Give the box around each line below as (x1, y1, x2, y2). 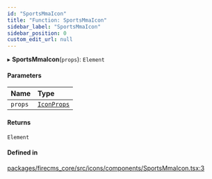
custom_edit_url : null (7, 36, 73, 43)
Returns (7, 118, 31, 126)
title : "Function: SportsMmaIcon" (7, 17, 108, 24)
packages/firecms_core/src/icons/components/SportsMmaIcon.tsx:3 (7, 164, 205, 172)
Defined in (7, 148, 38, 157)
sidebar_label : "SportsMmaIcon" (7, 23, 101, 30)
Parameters (7, 71, 42, 79)
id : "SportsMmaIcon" (7, 10, 67, 17)
